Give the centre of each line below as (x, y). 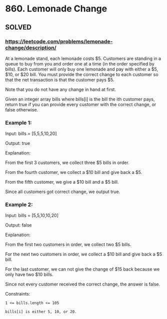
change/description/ (31, 47)
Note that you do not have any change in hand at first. (61, 89)
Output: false (18, 225)
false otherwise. (22, 109)
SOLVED (18, 27)
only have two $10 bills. (29, 274)
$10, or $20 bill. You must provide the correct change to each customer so (82, 74)
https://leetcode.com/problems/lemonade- (59, 41)
